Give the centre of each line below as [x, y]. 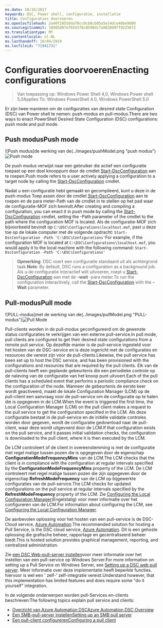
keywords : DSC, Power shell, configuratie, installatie [63, 14]
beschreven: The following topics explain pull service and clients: [70, 600]
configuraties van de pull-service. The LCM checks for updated [68, 484]
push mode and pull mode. [32, 124]
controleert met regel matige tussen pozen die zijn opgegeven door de [76, 473]
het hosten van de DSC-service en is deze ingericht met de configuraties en [81, 350]
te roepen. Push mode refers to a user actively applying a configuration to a [80, 176]
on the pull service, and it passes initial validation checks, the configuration [80, 433]
